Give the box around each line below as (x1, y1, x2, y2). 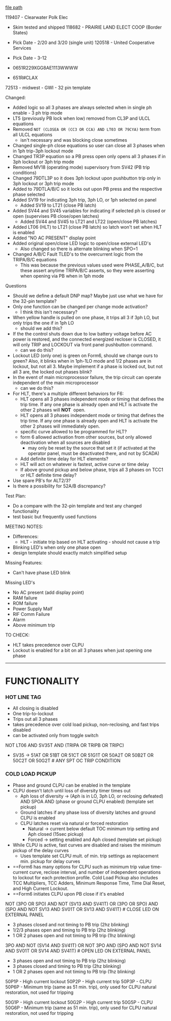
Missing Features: (5, 560, 43, 566)
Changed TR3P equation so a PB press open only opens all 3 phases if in (12, 153, 166, 159)
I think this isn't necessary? (20, 309, 78, 315)
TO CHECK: (5, 632, 30, 638)
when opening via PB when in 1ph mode (20, 273, 104, 279)
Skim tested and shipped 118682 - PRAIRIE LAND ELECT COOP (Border (12, 24, 162, 30)
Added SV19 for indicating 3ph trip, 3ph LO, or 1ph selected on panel (12, 197, 157, 203)
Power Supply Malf (12, 606, 53, 612)
